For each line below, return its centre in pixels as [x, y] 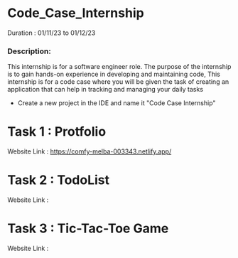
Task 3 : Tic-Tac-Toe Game [88, 229]
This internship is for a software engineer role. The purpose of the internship [119, 67]
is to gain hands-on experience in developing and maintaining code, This [114, 74]
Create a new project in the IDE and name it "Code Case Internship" [117, 103]
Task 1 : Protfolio [57, 132]
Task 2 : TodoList [59, 180]
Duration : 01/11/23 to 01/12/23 [52, 33]
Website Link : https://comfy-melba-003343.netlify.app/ [90, 151]
